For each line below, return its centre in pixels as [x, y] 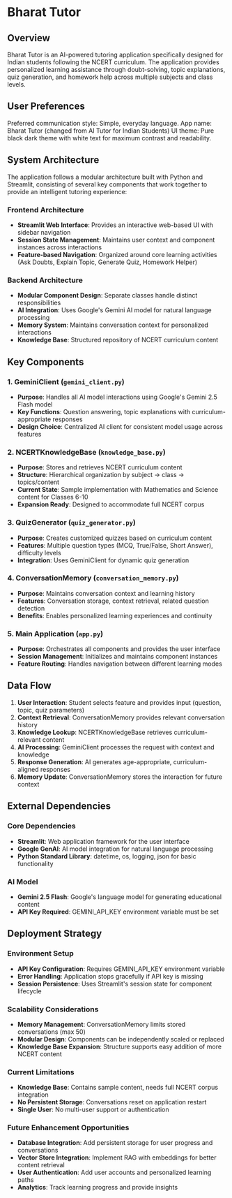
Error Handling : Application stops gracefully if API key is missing [110, 976]
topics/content [38, 482]
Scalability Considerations [53, 1009]
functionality [35, 863]
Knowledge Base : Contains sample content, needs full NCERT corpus [117, 1088]
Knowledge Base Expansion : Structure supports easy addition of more [119, 1046]
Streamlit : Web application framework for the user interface [103, 841]
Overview [29, 38]
